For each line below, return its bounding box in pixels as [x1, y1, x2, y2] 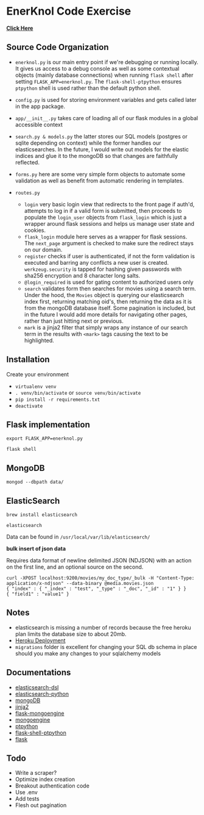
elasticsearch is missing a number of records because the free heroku [15, 623, 192, 631]
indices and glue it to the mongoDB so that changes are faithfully [15, 152, 178, 159]
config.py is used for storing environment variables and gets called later [15, 96, 197, 103]
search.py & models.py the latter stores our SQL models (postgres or [15, 132, 188, 140]
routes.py [15, 190, 41, 196]
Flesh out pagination [15, 802, 67, 809]
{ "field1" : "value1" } [6, 591, 69, 597]
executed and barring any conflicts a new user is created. [24, 259, 169, 266]
